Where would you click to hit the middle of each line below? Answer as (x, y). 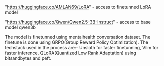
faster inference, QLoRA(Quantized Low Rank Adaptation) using (71, 53)
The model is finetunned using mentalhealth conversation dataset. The (78, 37)
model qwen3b (21, 27)
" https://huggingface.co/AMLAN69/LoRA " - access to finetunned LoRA (78, 7)
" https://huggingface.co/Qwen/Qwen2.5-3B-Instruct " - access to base (78, 22)
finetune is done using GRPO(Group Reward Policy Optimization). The (77, 42)
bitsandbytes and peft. (28, 58)
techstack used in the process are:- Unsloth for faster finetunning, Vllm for (82, 47)
